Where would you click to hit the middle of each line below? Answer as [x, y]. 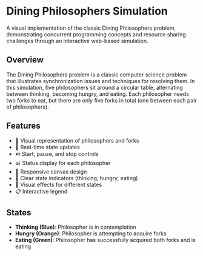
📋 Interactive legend [41, 191]
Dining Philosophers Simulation [87, 11]
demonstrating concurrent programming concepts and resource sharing [96, 34]
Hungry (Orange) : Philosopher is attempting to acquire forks [91, 234]
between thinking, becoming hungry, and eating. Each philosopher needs [98, 94]
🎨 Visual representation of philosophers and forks [77, 140]
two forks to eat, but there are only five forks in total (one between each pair [101, 100]
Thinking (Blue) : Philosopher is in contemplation [75, 227]
